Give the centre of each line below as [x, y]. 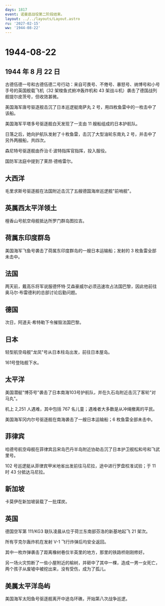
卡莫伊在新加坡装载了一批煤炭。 [37, 502]
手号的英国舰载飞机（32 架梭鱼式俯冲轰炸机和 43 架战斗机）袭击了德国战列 [81, 91]
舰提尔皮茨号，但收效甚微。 [33, 97]
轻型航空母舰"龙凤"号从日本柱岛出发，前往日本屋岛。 [59, 352]
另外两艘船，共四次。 [27, 140]
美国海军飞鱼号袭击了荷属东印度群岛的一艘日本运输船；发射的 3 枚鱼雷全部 [81, 250]
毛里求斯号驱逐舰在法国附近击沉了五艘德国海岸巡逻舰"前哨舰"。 [69, 191]
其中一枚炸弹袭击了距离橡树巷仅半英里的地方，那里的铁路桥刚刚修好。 [76, 552]
